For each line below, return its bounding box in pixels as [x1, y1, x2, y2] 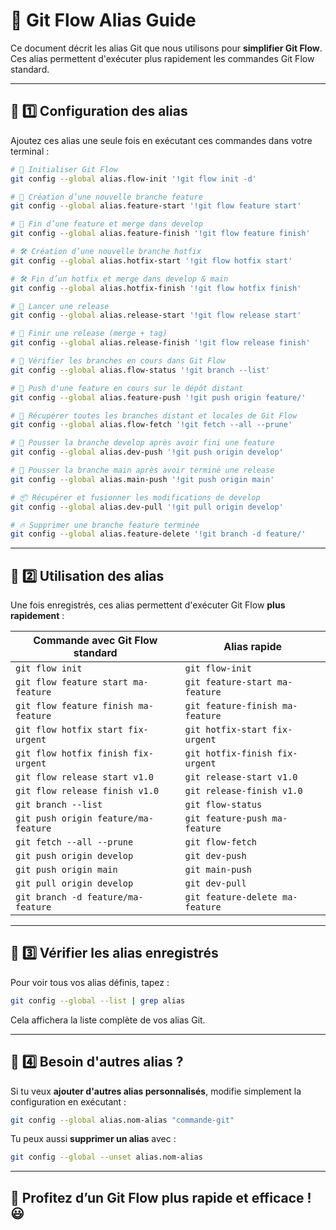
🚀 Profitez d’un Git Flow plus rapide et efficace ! [10, 1189, 312, 1206]
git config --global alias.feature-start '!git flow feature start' [10, 201, 302, 211]
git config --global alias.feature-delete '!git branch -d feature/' [10, 529, 307, 539]
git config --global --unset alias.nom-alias [10, 1152, 203, 1163]
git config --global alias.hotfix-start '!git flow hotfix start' [10, 255, 293, 266]
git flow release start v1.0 [15, 772, 154, 783]
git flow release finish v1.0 [15, 785, 160, 797]
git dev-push [184, 850, 247, 862]
